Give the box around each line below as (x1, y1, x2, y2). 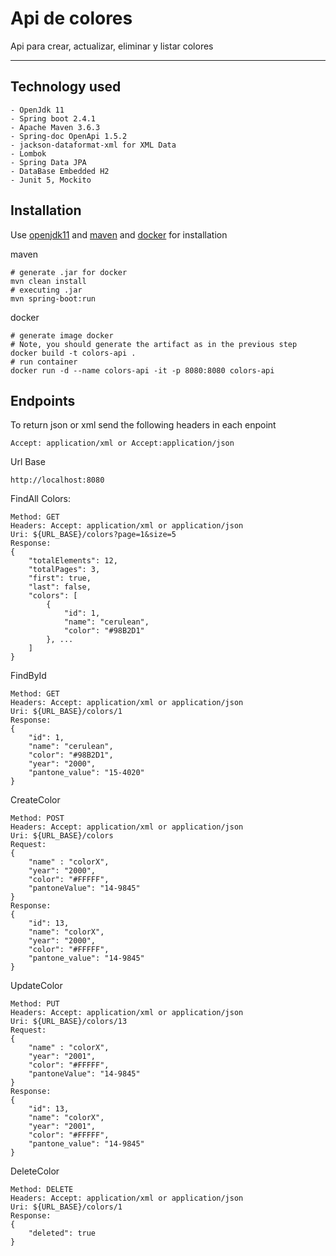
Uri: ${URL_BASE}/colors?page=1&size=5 (10, 530, 177, 540)
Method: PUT (10, 999, 60, 1009)
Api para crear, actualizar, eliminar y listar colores (10, 40, 214, 52)
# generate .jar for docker (10, 267, 128, 277)
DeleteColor (10, 1165, 60, 1177)
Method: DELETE (10, 1185, 74, 1195)
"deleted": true (28, 1228, 97, 1239)
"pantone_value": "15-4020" (28, 768, 145, 778)
